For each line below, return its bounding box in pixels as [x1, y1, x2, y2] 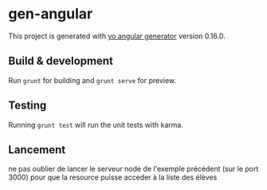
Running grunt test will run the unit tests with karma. [8, 120, 183, 129]
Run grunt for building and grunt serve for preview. [8, 75, 177, 85]
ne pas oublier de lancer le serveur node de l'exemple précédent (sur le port [8, 164, 259, 174]
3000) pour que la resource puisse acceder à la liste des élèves [8, 172, 218, 182]
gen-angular [8, 5, 93, 23]
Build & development [8, 54, 113, 68]
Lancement [8, 143, 66, 156]
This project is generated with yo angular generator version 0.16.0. [8, 31, 226, 41]
